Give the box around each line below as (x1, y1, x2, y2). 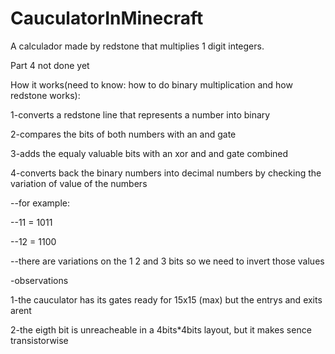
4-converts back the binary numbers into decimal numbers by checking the (10, 167, 322, 179)
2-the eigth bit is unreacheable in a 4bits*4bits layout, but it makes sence (10, 323, 312, 336)
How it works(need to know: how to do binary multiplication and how (10, 78, 293, 91)
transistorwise (10, 334, 69, 346)
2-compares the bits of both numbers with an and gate (10, 128, 237, 140)
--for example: (10, 197, 71, 209)
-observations (10, 274, 69, 286)
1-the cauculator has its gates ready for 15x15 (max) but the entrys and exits (10, 293, 323, 306)
